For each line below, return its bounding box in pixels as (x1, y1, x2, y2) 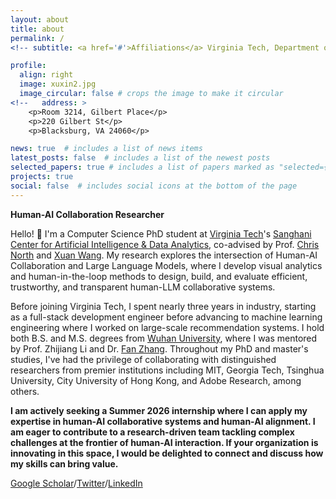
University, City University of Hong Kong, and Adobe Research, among (10, 374, 302, 386)
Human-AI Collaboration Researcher (10, 208, 165, 220)
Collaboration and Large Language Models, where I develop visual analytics (10, 259, 323, 271)
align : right (19, 70, 74, 80)
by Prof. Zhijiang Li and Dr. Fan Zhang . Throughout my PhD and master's (10, 342, 309, 355)
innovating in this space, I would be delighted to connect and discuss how (10, 447, 324, 459)
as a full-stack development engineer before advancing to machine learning (10, 311, 323, 323)
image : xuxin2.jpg (19, 79, 97, 90)
